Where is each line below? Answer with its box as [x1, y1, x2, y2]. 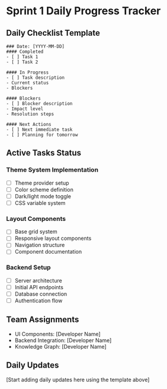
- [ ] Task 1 [6, 54, 38, 60]
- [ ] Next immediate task [6, 126, 73, 132]
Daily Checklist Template [6, 28, 101, 38]
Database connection [14, 290, 68, 298]
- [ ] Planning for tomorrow [6, 132, 78, 138]
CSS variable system [14, 199, 66, 206]
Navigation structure [14, 242, 65, 249]
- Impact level [6, 106, 44, 112]
